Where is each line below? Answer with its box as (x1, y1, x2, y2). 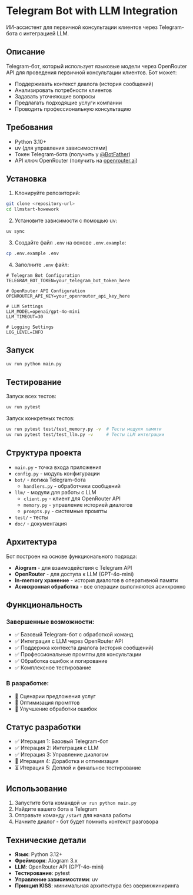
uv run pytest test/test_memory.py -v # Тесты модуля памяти (6, 426, 162, 432)
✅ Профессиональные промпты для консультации (14, 651, 142, 658)
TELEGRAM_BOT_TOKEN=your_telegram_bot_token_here (6, 278, 131, 283)
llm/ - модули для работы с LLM (14, 488, 96, 496)
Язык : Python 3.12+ (14, 851, 63, 858)
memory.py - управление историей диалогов (23, 501, 133, 508)
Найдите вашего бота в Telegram (14, 805, 98, 813)
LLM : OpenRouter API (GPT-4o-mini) (14, 863, 104, 870)
